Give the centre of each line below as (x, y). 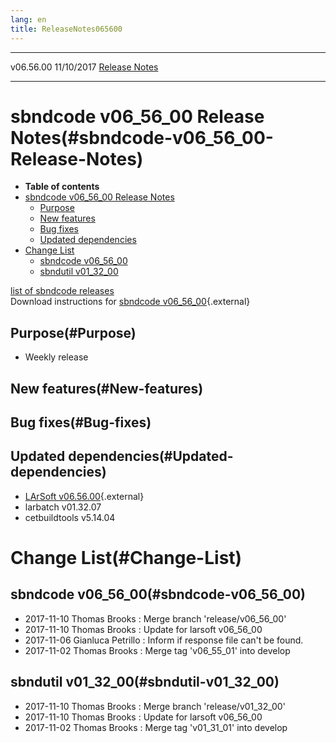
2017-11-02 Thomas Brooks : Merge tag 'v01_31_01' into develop (156, 727)
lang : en (28, 19)
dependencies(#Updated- (151, 456)
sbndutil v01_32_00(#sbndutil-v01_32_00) (145, 682)
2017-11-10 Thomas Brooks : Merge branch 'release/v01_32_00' (155, 706)
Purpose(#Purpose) (73, 332)
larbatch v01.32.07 (63, 507)
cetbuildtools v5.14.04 (70, 517)
